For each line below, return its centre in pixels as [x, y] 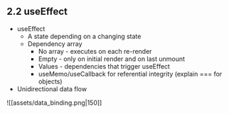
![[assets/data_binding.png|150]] [54, 103]
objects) [50, 81]
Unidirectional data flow [52, 89]
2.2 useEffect [37, 12]
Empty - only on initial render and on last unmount [112, 59]
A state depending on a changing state [84, 36]
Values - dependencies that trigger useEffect [104, 66]
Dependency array [55, 44]
